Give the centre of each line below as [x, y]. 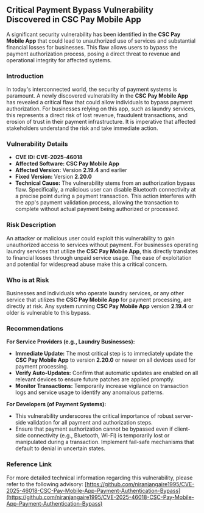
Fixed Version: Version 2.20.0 [54, 177]
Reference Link [29, 464]
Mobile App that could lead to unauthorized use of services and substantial [101, 41]
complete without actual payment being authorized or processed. [97, 209]
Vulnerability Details [37, 144]
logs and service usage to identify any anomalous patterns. [90, 392]
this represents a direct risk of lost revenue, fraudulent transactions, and [97, 115]
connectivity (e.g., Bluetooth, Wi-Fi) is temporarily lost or [98, 436]
